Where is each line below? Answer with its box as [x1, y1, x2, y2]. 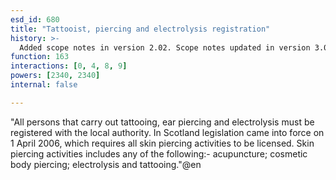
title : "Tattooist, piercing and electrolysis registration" [10, 24, 271, 34]
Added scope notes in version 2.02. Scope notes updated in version [19, 42, 311, 53]
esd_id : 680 [10, 14, 60, 25]
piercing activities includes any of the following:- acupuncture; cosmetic [10, 147, 308, 160]
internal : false [10, 80, 78, 90]
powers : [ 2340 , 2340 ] [10, 71, 101, 81]
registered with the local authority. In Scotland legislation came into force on [10, 126, 325, 138]
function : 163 [10, 52, 70, 62]
